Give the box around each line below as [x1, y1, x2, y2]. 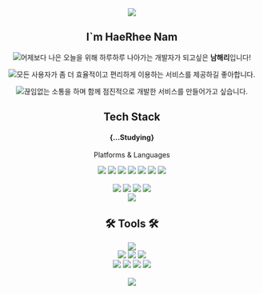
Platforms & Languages [93, 150, 171, 160]
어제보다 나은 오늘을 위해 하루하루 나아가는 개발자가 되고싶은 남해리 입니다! [20, 52, 252, 62]
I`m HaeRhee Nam [86, 30, 178, 44]
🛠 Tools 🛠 [105, 217, 159, 230]
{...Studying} [109, 132, 155, 142]
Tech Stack [103, 110, 161, 124]
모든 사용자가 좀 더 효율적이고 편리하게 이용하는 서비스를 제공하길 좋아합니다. [16, 70, 256, 79]
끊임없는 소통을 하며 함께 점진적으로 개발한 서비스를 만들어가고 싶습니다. [24, 86, 248, 96]
